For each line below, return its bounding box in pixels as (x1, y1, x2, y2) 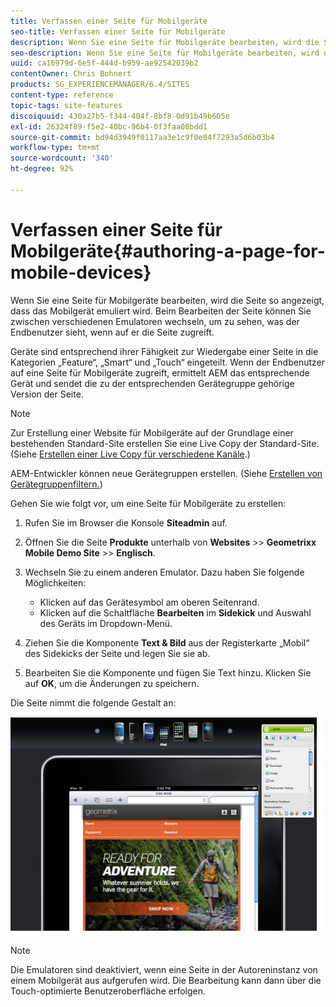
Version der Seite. (10, 388, 84, 400)
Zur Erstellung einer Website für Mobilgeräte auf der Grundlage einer (10, 426, 294, 439)
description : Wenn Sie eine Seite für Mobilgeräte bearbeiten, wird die (10, 37, 320, 47)
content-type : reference (10, 90, 114, 100)
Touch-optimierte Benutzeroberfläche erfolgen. (10, 985, 206, 997)
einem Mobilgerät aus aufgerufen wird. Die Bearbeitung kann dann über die (10, 974, 322, 986)
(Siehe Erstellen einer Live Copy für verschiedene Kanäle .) (10, 448, 251, 460)
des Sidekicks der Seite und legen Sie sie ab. (24, 647, 211, 659)
